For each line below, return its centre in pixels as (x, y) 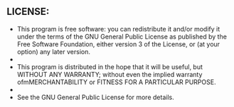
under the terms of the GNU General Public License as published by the (122, 36)
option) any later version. (53, 51)
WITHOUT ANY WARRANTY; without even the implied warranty (110, 74)
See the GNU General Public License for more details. (96, 97)
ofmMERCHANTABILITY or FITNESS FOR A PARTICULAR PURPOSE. (116, 82)
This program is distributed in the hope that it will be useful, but (110, 66)
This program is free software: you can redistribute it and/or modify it (118, 29)
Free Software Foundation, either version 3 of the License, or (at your (118, 44)
